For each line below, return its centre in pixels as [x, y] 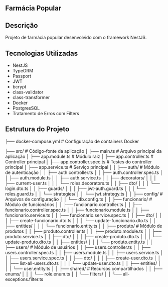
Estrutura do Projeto [37, 129]
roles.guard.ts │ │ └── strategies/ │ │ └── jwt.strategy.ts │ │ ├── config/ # [84, 194]
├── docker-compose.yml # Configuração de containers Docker [72, 141]
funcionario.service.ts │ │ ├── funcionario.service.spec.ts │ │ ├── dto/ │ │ [84, 215]
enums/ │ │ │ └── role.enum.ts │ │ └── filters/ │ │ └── [63, 274]
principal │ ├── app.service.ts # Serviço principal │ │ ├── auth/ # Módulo [82, 167]
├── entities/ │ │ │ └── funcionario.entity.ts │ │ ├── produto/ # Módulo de [84, 226]
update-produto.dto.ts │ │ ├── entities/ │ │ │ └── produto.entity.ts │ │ [79, 242]
